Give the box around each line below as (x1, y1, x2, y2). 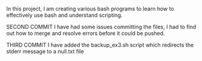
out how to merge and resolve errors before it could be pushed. (6, 30, 165, 37)
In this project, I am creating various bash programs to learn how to (6, 5, 174, 12)
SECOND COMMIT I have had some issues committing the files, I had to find (6, 24, 197, 30)
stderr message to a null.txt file (6, 48, 84, 55)
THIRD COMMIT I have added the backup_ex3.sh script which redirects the (6, 42, 194, 48)
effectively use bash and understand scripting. (6, 11, 123, 19)
